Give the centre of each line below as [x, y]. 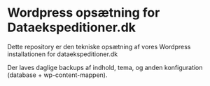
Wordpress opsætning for [84, 13]
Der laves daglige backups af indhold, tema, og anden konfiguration [105, 67]
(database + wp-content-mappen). [57, 75]
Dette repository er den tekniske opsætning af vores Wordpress [99, 46]
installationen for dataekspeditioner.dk [62, 54]
